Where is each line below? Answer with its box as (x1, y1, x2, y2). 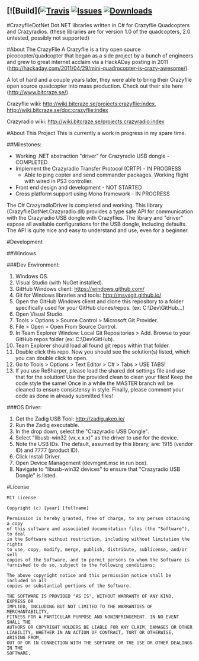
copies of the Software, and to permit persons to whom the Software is (7, 557, 190, 563)
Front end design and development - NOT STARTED (15, 184, 142, 191)
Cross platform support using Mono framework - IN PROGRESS (15, 190, 171, 197)
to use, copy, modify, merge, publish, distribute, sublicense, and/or (7, 546, 187, 553)
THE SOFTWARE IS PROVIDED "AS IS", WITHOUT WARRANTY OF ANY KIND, (7, 593, 174, 599)
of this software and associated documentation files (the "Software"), (7, 525, 190, 532)
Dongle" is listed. (15, 471, 57, 479)
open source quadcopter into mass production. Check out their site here (7, 82, 183, 89)
